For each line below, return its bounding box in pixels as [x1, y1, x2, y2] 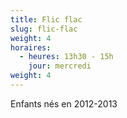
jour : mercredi [28, 61, 92, 71]
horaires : [10, 42, 52, 53]
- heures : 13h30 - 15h [19, 52, 114, 62]
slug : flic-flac [10, 24, 78, 34]
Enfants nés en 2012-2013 [10, 97, 118, 110]
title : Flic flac [10, 14, 83, 25]
